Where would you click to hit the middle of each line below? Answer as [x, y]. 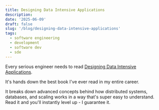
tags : [11, 33]
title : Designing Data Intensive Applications [55, 10]
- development [24, 43]
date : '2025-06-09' [26, 19]
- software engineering [35, 38]
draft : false [19, 24]
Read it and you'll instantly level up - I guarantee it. [58, 102]
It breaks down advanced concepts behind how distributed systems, [76, 91]
